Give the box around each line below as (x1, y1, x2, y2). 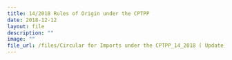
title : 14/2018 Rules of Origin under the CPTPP (7, 10, 150, 17)
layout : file (7, 23, 45, 30)
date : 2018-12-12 (7, 17, 57, 23)
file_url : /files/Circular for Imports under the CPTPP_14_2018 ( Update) (7, 42, 227, 49)
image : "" (7, 36, 36, 43)
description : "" (7, 29, 54, 37)
